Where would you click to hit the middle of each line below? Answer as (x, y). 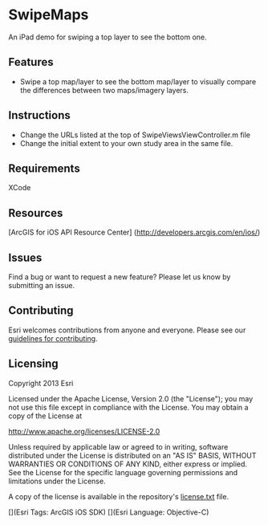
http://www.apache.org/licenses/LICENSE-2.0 (84, 431)
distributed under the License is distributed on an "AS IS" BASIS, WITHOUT (132, 455)
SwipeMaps (49, 15)
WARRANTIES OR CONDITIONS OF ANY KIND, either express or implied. (128, 464)
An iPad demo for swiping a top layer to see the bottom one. (108, 37)
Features (31, 62)
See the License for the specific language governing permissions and (123, 472)
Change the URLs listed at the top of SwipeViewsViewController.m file (135, 135)
